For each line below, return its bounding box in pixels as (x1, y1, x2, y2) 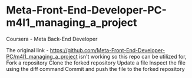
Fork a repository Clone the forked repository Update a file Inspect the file (6, 59, 186, 66)
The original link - (6, 46, 49, 53)
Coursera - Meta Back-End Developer (6, 35, 98, 42)
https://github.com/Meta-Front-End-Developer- (49, 46, 165, 53)
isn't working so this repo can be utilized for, (78, 53, 187, 60)
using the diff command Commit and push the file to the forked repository (6, 65, 185, 72)
